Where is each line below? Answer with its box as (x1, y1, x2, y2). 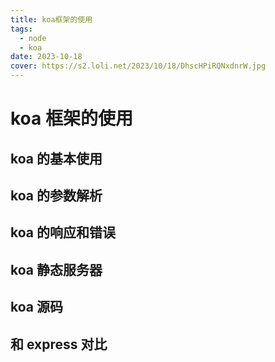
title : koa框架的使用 (10, 14, 93, 25)
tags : (10, 24, 33, 34)
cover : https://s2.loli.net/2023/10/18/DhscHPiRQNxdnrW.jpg (10, 61, 267, 71)
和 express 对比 (10, 336, 108, 353)
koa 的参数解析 (10, 187, 103, 204)
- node (19, 33, 47, 43)
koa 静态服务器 (10, 261, 103, 278)
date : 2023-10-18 (10, 52, 83, 62)
